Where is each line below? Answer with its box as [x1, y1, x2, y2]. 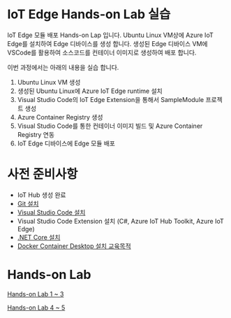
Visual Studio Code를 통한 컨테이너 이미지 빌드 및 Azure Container [17, 122, 203, 130]
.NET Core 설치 [17, 233, 61, 241]
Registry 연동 [17, 130, 54, 138]
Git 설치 [17, 199, 39, 208]
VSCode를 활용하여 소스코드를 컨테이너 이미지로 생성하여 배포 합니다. [7, 48, 197, 57]
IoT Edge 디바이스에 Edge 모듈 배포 [17, 139, 115, 147]
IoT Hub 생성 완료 [17, 190, 66, 199]
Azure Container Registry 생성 [17, 113, 103, 121]
